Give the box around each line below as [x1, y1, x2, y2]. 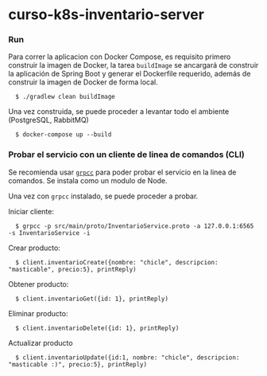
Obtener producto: [8, 279, 69, 288]
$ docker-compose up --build [15, 131, 112, 139]
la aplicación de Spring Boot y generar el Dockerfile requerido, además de [8, 69, 251, 79]
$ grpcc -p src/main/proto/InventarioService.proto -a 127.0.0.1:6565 [15, 221, 254, 230]
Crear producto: [8, 243, 61, 253]
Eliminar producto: [8, 308, 68, 318]
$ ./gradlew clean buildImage [15, 93, 115, 101]
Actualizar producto [8, 338, 73, 347]
